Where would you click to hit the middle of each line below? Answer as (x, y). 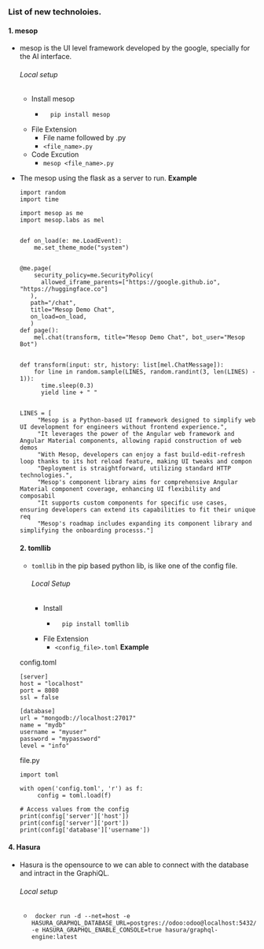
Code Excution (55, 154)
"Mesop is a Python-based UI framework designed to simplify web (147, 420)
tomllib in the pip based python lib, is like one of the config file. (134, 565)
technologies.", (46, 475)
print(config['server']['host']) (74, 816)
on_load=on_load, (59, 317)
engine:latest (54, 937)
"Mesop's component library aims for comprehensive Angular (137, 482)
